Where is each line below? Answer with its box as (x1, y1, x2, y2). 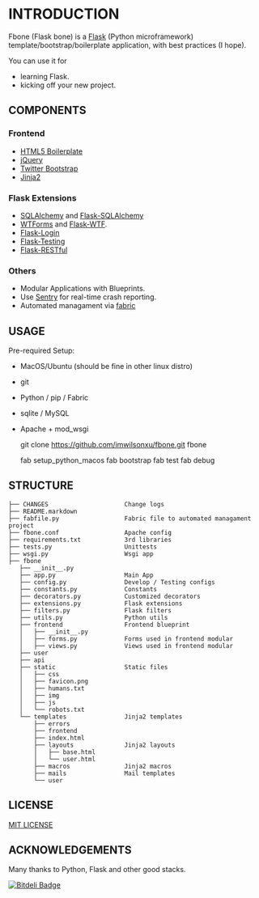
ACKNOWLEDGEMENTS (8, 843, 132, 858)
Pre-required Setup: (8, 345, 75, 356)
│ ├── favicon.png (19, 677, 89, 685)
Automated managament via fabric (19, 301, 136, 311)
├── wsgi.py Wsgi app (8, 549, 154, 558)
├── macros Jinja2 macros (33, 762, 172, 770)
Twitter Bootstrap (19, 163, 79, 173)
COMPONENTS (8, 104, 87, 117)
